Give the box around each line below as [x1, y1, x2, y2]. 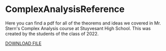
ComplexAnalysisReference [5, 3, 125, 15]
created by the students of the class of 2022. [5, 30, 99, 36]
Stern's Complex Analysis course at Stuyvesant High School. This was [5, 25, 151, 31]
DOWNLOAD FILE [5, 40, 42, 46]
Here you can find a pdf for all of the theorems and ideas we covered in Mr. [5, 20, 161, 26]
